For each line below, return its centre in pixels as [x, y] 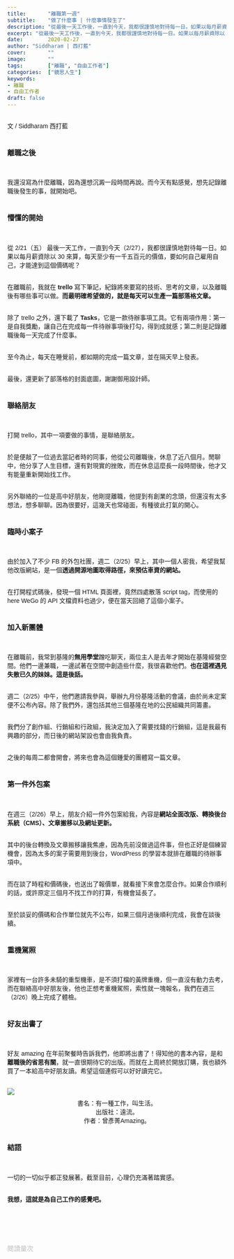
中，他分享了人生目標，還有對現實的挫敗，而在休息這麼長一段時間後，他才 [114, 466]
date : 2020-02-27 [43, 40]
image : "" [31, 59]
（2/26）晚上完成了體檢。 [44, 997]
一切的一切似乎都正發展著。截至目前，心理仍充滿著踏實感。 [93, 1177]
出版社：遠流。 [117, 1112]
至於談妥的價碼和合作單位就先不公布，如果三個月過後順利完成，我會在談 [111, 915]
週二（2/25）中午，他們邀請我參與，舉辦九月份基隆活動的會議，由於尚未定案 [117, 697]
